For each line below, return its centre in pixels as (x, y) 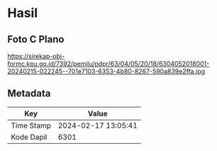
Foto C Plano (36, 39)
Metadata (29, 94)
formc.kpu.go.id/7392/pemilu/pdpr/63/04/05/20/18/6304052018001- (108, 64)
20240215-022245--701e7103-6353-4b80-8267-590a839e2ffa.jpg (106, 71)
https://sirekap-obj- (36, 56)
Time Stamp (31, 125)
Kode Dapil (29, 137)
